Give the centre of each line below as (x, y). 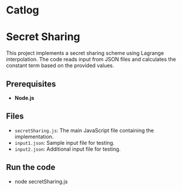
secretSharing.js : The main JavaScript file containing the (84, 130)
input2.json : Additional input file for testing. (68, 149)
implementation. (34, 136)
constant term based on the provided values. (60, 65)
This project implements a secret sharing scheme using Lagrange (85, 53)
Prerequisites (31, 84)
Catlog (23, 10)
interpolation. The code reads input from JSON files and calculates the (91, 60)
